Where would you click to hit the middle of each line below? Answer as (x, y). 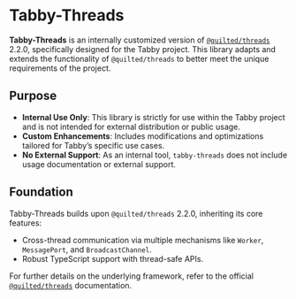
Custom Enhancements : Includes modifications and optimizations (143, 136)
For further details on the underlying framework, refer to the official (132, 276)
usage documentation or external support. (99, 164)
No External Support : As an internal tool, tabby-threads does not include (155, 155)
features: (26, 223)
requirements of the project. (60, 68)
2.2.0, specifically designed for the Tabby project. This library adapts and (143, 49)
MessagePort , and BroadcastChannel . (87, 249)
